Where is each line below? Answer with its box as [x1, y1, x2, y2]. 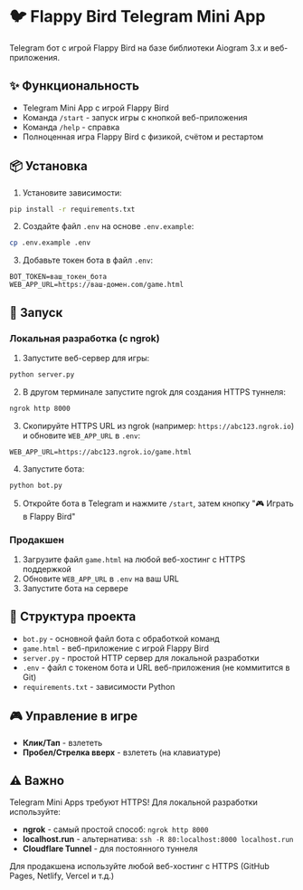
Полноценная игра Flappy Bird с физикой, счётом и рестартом [22, 131, 264, 142]
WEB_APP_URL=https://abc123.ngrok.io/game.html [9, 447, 193, 456]
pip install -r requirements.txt [9, 205, 136, 214]
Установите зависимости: [22, 187, 122, 198]
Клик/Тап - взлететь [22, 737, 103, 748]
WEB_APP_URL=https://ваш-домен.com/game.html [9, 281, 184, 290]
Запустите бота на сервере [22, 582, 128, 593]
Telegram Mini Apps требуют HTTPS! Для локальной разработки [9, 797, 258, 808]
